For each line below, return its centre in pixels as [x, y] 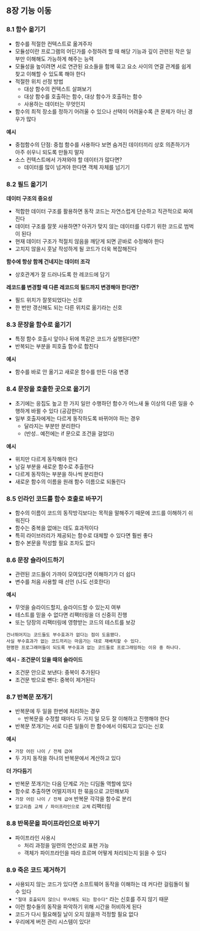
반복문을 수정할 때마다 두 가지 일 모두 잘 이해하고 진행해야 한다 [97, 719]
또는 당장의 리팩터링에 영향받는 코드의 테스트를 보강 [75, 622]
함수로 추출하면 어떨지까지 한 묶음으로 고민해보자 [72, 791]
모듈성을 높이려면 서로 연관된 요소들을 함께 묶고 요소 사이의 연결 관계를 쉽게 [103, 66]
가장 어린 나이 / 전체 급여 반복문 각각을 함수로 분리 [73, 799]
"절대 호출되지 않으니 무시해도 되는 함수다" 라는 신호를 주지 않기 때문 [92, 899]
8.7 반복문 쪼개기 [29, 697]
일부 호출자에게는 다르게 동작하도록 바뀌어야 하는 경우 [77, 418]
